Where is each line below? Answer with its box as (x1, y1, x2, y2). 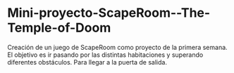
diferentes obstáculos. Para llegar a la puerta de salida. (7, 58, 168, 66)
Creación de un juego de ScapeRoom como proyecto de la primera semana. (7, 43, 228, 51)
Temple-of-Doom (7, 20, 111, 36)
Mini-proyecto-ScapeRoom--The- (7, 5, 211, 21)
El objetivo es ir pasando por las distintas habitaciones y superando (7, 51, 204, 59)
